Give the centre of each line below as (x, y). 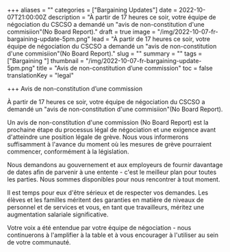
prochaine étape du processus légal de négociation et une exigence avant (112, 130)
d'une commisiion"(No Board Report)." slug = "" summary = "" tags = (105, 53)
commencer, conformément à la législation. (68, 151)
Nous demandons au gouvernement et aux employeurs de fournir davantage (115, 165)
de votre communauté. (39, 242)
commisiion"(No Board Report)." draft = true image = (81, 32)
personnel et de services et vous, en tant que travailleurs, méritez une (106, 207)
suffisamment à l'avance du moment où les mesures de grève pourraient (110, 144)
